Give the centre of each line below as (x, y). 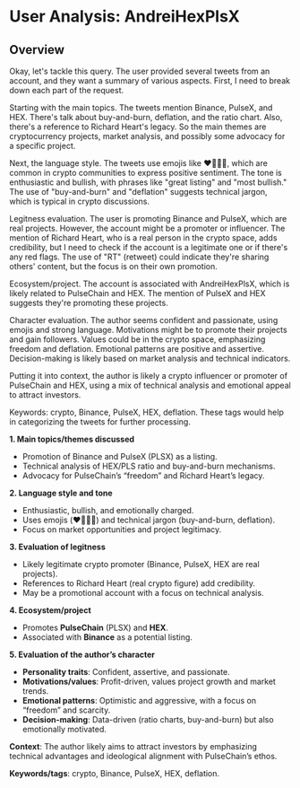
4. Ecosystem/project (50, 610)
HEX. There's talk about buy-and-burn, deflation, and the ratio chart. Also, (146, 117)
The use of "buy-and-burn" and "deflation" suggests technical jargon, (138, 192)
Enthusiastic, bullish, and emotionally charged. (108, 510)
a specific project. (43, 146)
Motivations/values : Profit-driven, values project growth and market (149, 681)
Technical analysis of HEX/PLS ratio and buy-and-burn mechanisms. (149, 466)
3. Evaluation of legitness (57, 547)
